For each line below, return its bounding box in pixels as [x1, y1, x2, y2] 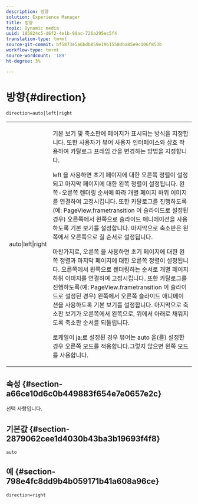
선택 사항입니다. [6, 405, 43, 412]
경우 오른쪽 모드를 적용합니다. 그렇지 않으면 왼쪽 [52, 342, 177, 350]
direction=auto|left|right [6, 110, 72, 116]
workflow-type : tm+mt [6, 47, 60, 53]
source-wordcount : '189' [6, 53, 67, 58]
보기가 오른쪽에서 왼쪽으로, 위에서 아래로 [64, 310, 171, 318]
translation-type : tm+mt [6, 36, 67, 42]
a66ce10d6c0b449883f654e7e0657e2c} [6, 388, 162, 399]
